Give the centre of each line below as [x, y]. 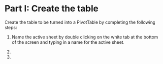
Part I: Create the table [52, 9]
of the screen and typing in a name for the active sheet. [68, 42]
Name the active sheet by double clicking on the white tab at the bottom [85, 37]
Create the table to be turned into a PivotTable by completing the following [80, 22]
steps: [11, 27]
